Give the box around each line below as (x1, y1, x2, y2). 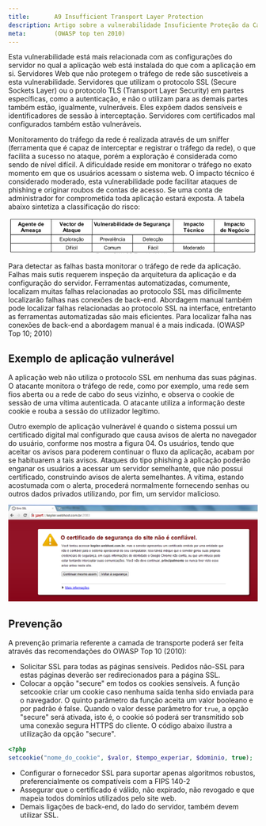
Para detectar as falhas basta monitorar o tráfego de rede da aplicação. (8, 261, 241, 271)
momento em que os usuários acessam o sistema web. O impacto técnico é (8, 169, 255, 178)
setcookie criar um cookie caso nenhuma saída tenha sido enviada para (19, 687, 255, 697)
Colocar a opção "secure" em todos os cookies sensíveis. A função (19, 679, 240, 688)
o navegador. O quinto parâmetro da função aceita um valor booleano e (19, 695, 253, 705)
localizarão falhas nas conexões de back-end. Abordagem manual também (8, 295, 253, 305)
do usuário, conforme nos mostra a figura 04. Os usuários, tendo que (8, 438, 235, 447)
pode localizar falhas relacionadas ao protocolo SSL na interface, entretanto (8, 303, 256, 313)
